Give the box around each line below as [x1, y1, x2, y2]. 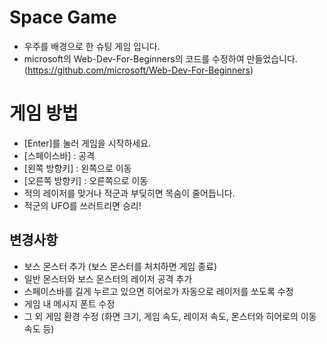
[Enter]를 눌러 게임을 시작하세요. [23, 137, 152, 149]
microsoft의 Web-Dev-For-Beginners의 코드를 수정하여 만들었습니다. [23, 52, 298, 65]
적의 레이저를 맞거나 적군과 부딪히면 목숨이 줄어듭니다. [23, 187, 236, 199]
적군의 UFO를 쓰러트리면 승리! [23, 199, 142, 211]
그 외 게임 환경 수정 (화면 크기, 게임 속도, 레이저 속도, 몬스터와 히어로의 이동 [23, 310, 317, 322]
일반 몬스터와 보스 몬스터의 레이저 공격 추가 [23, 272, 193, 285]
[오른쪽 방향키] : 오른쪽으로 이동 [23, 174, 149, 186]
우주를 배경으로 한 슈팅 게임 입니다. [23, 40, 161, 52]
